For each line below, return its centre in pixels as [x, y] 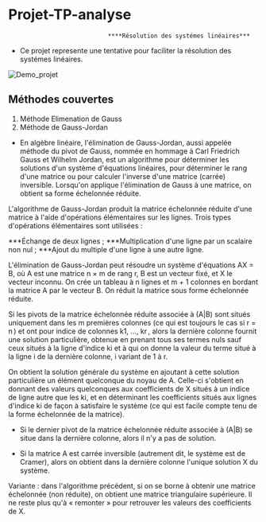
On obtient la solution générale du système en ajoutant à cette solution [124, 372]
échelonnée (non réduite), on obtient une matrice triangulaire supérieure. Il [130, 494]
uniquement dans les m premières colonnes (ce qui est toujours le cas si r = [132, 322]
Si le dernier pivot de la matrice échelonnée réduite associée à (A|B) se [136, 429]
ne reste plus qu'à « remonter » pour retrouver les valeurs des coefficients [130, 502]
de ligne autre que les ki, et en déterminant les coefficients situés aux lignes [132, 397]
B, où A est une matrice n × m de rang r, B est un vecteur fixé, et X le [120, 273]
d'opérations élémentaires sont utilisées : [75, 225]
